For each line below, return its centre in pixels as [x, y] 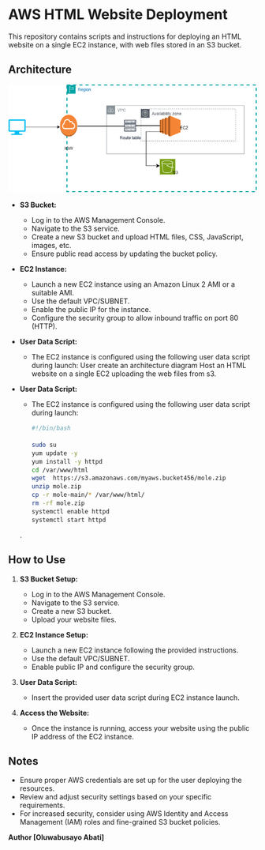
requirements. [42, 805]
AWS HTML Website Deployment [118, 15]
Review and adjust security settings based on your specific [116, 797]
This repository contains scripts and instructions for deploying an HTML [125, 36]
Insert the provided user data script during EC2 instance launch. [136, 698]
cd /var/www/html [60, 470]
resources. [37, 788]
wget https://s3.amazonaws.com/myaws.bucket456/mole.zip [129, 478]
